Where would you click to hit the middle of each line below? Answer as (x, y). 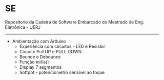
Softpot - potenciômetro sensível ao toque (62, 72)
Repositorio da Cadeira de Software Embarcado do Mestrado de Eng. (75, 22)
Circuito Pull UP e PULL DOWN (51, 51)
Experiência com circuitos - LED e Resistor (62, 46)
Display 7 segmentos (41, 67)
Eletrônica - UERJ (23, 27)
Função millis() (34, 62)
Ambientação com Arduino (39, 41)
